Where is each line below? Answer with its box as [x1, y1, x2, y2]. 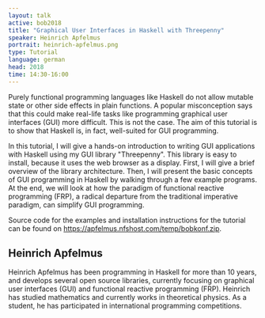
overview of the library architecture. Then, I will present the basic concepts [8, 166, 253, 176]
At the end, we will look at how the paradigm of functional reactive [8, 183, 225, 192]
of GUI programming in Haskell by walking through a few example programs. [8, 175, 258, 184]
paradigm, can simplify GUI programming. [8, 199, 145, 210]
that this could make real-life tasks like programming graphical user [8, 108, 228, 119]
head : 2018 [8, 63, 44, 71]
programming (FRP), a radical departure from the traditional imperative [8, 191, 239, 201]
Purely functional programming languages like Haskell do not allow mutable [8, 92, 254, 101]
